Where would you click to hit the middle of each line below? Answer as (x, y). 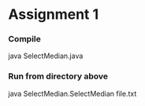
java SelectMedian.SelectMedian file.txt (72, 93)
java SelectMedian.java (46, 56)
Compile (24, 39)
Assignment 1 (54, 15)
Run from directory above (58, 76)
